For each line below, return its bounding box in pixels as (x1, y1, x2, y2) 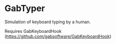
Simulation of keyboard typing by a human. (4, 19, 91, 25)
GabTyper (4, 3, 45, 14)
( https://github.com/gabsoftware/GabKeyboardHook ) (4, 33, 112, 39)
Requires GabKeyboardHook (4, 28, 62, 34)
